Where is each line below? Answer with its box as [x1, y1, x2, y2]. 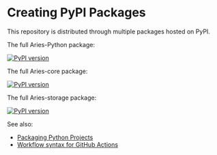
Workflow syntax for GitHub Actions [16, 140, 118, 148]
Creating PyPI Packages [7, 5, 147, 20]
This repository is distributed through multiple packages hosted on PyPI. [7, 27, 210, 36]
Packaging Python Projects [16, 133, 93, 141]
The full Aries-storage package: [7, 94, 97, 102]
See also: [7, 119, 33, 128]
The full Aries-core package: [7, 67, 88, 75]
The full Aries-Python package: [7, 40, 96, 48]
